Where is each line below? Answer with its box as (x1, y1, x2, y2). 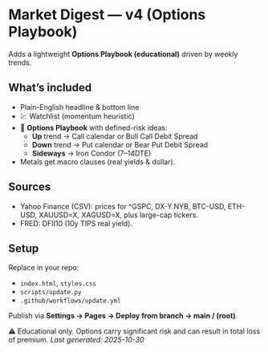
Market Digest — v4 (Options (8, 6, 206, 24)
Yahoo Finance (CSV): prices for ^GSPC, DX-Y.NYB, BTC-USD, (19, 201, 226, 211)
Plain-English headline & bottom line (19, 102, 140, 111)
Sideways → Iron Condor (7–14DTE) (31, 148, 152, 158)
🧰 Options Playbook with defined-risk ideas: (19, 123, 168, 132)
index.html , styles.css (19, 278, 96, 288)
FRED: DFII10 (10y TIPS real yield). (19, 218, 133, 228)
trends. (8, 58, 32, 67)
